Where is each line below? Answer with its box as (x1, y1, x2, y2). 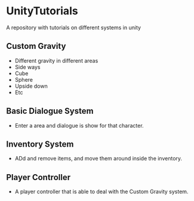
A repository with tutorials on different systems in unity (6, 24, 141, 31)
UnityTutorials (6, 4, 79, 18)
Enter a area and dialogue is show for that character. (14, 122, 144, 129)
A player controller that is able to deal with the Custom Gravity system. (14, 188, 189, 195)
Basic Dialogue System (6, 106, 94, 116)
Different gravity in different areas (14, 57, 98, 64)
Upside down (14, 82, 48, 89)
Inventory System (6, 139, 74, 149)
